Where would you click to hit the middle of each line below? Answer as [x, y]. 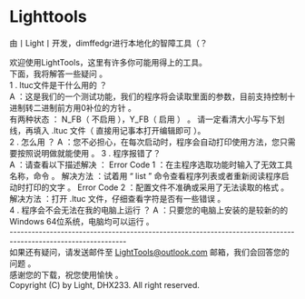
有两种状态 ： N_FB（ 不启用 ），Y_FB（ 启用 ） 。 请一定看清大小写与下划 [148, 119]
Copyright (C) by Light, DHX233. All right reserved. [104, 284]
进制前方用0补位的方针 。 [88, 107]
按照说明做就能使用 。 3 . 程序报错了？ [89, 153]
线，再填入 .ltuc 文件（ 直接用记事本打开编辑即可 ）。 [108, 130]
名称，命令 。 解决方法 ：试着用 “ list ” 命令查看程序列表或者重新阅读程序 [145, 175]
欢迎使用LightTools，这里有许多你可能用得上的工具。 [108, 62]
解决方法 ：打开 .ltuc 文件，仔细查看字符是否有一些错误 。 [118, 198]
